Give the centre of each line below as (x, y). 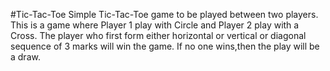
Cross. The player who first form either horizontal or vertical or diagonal (158, 35)
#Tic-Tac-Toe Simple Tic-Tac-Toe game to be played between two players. (164, 14)
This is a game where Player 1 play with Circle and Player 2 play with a (155, 25)
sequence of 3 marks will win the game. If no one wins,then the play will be (165, 46)
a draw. (25, 57)
